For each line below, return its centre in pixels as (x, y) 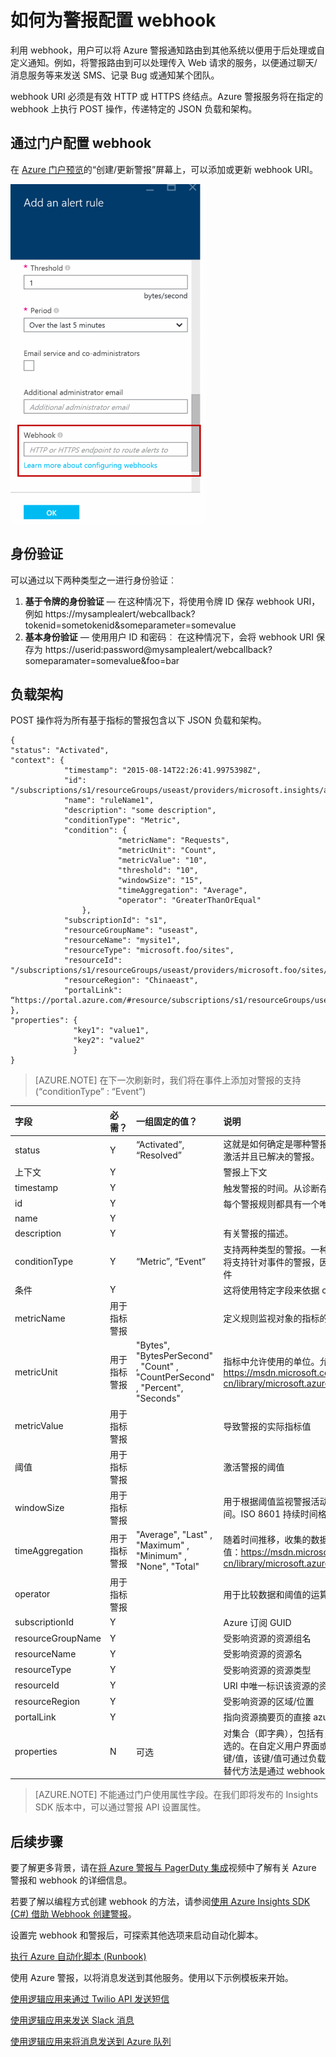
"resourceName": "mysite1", (122, 941)
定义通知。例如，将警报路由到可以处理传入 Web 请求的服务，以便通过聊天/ (164, 62)
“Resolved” (159, 1155)
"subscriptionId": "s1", (115, 921)
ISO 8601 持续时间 (279, 1514)
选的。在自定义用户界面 (271, 1745)
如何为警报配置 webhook (113, 20)
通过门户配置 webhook (81, 143)
